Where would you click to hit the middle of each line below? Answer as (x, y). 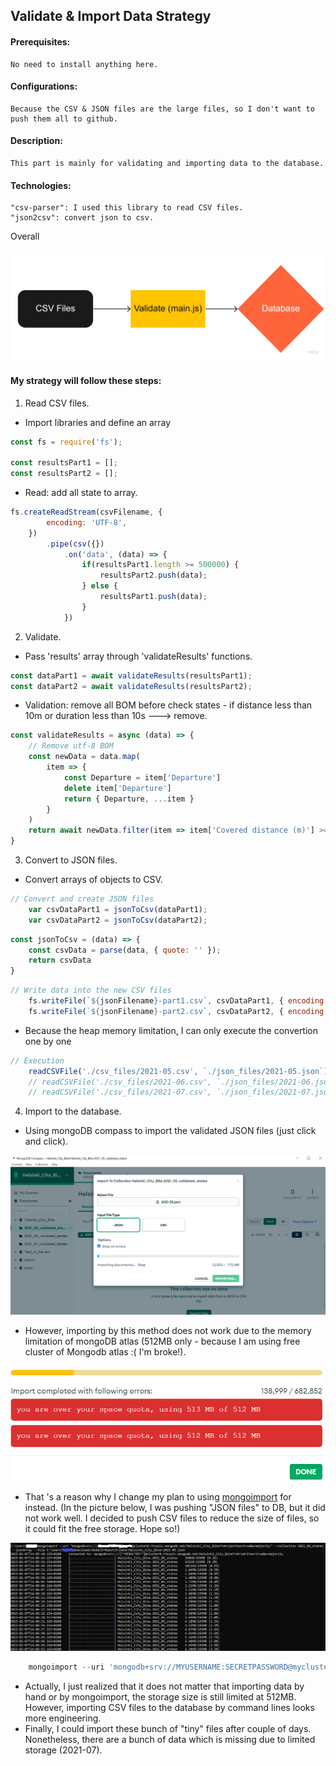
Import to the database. (73, 1111)
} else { (99, 586)
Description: (36, 141)
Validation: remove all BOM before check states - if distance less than (168, 705)
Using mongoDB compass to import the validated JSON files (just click (170, 1131)
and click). (46, 1141)
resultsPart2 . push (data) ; (153, 575)
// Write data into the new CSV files (91, 990)
